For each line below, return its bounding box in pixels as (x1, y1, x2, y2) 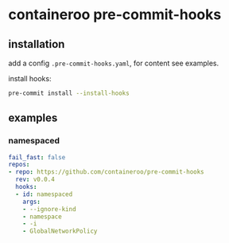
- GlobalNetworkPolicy (22, 227, 98, 236)
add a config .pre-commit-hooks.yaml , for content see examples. (8, 58, 219, 68)
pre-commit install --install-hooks (8, 89, 130, 97)
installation (8, 37, 65, 51)
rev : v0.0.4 (15, 175, 56, 184)
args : (22, 198, 41, 206)
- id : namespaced (15, 190, 73, 198)
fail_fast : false (8, 153, 66, 161)
